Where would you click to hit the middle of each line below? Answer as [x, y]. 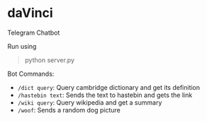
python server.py [50, 60]
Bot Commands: [31, 74]
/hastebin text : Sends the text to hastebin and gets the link [105, 95]
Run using [22, 46]
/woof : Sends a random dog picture [69, 110]
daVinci [30, 13]
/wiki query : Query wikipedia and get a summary [90, 102]
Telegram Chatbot [34, 33]
